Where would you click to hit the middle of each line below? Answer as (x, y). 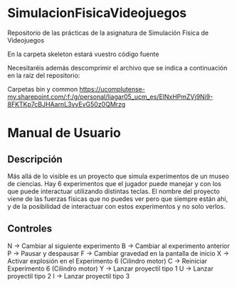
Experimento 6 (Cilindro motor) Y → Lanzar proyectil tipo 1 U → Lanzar (110, 269)
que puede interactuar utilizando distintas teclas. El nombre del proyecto (114, 191)
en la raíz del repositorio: (44, 75)
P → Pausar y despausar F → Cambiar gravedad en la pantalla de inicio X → (118, 253)
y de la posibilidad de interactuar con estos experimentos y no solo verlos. (116, 206)
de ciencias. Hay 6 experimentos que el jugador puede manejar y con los (115, 183)
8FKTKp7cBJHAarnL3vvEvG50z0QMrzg (67, 104)
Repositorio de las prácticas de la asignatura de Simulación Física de (108, 33)
